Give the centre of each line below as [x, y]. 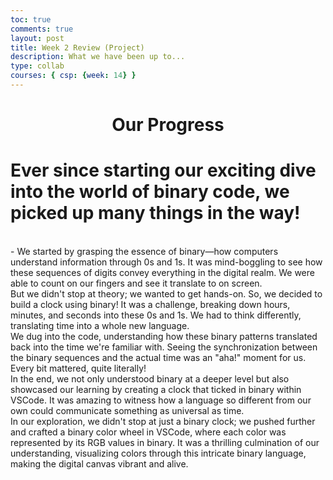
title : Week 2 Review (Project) [77, 47]
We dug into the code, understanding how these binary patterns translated [164, 336]
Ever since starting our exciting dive [163, 170]
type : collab [37, 66]
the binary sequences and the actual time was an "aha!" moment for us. [158, 357]
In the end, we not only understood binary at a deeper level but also [150, 379]
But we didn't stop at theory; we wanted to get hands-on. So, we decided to [166, 294]
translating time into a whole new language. [100, 325]
